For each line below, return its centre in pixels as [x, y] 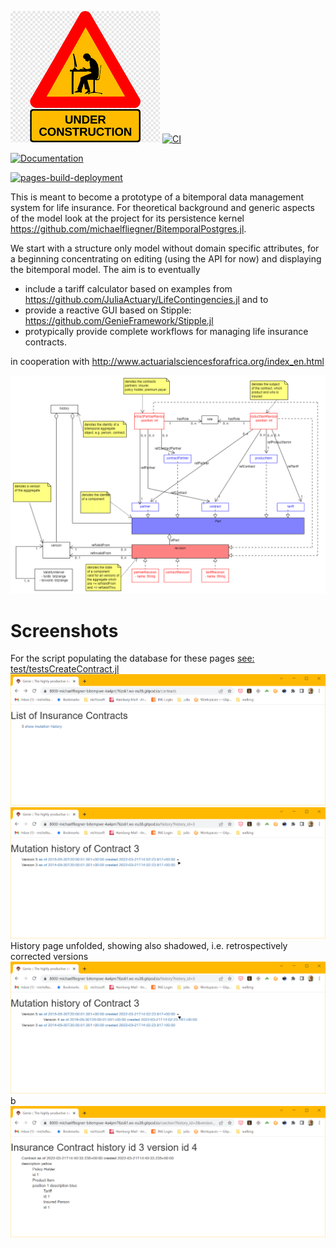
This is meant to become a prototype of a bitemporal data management [157, 197]
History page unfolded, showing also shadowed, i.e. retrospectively [149, 946]
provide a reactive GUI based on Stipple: [108, 310]
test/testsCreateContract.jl [65, 669]
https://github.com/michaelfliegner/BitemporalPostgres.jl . [128, 229]
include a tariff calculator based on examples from [128, 289]
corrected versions [49, 957]
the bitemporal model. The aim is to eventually [105, 269]
